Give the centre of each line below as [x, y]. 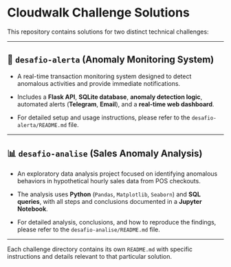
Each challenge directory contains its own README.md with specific [100, 249]
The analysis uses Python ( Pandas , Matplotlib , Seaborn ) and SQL [109, 194]
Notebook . [32, 209]
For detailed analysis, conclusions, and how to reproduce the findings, [117, 222]
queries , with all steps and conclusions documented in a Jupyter [109, 201]
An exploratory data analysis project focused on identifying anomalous [117, 174]
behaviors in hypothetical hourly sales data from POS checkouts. [109, 181]
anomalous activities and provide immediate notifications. [99, 83]
